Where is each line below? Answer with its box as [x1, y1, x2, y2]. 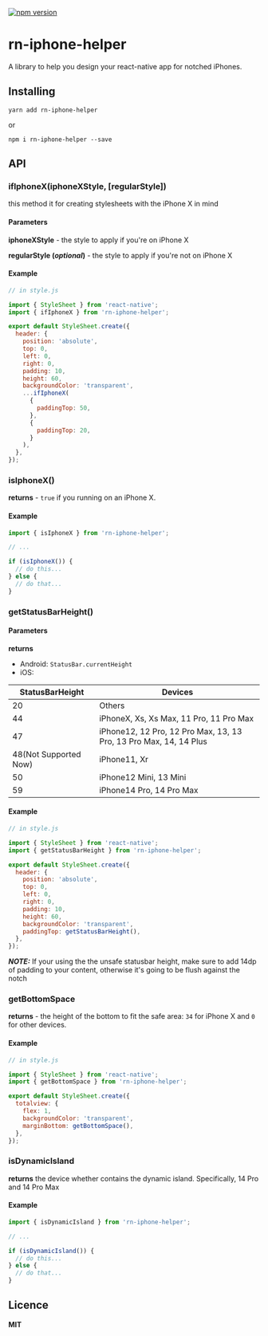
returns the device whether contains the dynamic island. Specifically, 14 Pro [8, 1173, 259, 1183]
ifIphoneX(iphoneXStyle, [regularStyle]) [8, 181, 167, 192]
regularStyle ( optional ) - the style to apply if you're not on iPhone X [8, 250, 233, 260]
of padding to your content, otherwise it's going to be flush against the [8, 965, 241, 975]
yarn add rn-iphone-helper [8, 106, 98, 114]
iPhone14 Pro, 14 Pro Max [99, 784, 199, 796]
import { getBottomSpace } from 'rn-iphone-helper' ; [8, 1078, 187, 1086]
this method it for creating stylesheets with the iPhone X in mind [8, 199, 219, 209]
